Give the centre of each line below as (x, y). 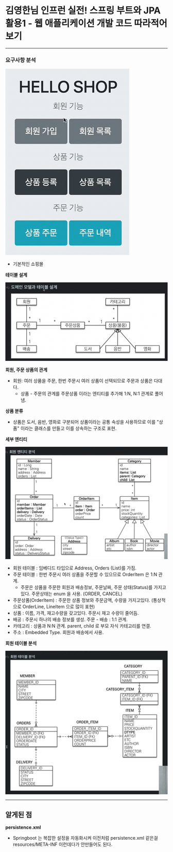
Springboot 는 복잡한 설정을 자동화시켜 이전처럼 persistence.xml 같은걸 (85, 838)
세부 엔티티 (16, 439)
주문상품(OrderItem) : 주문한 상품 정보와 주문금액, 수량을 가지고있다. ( (83, 600)
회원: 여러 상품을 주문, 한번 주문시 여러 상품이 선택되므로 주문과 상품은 (83, 381)
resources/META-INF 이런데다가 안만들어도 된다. (63, 844)
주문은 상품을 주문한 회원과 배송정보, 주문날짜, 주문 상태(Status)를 (86, 587)
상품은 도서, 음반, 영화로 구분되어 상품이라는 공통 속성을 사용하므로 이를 (84, 422)
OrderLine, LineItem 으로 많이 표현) (59, 606)
